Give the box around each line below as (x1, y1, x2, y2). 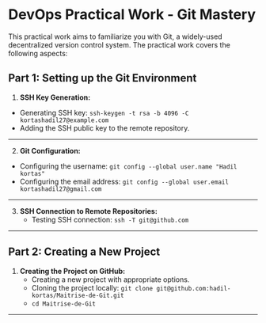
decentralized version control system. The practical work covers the (8, 40, 231, 49)
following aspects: (8, 48, 68, 58)
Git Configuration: (19, 146, 81, 155)
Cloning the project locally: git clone (31, 283, 154, 292)
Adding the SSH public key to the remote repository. (19, 123, 190, 132)
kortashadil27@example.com (19, 116, 109, 124)
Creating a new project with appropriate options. (31, 275, 190, 284)
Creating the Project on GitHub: (19, 266, 126, 275)
